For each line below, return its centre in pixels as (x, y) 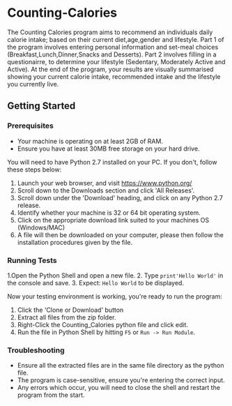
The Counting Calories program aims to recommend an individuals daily (110, 32)
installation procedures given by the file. (75, 242)
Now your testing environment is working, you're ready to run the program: (115, 296)
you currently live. (33, 84)
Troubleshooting (36, 350)
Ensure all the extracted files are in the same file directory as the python (121, 366)
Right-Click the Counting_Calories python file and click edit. (103, 324)
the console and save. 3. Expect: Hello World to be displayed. (96, 283)
